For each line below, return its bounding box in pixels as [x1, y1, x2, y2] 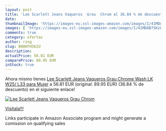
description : [5, 48, 32, 53]
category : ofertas [5, 35, 43, 40]
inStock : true [5, 62, 35, 67]
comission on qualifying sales [5, 121, 66, 127]
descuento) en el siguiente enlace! [5, 87, 76, 92]
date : [5, 16, 16, 21]
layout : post [5, 7, 32, 12]
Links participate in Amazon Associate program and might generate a [5, 115, 146, 121]
